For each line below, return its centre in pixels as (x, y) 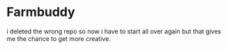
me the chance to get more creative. (59, 38)
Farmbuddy (41, 12)
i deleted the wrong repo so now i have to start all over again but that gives (114, 31)
